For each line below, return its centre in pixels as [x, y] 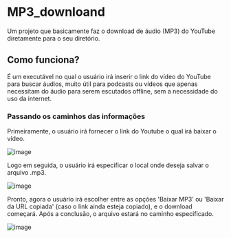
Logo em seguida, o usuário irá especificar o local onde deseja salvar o [108, 165]
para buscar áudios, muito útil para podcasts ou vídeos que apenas [102, 84]
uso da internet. [30, 98]
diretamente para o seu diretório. [54, 38]
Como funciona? [43, 60]
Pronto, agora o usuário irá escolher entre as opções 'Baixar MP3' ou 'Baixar [115, 199]
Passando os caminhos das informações [76, 116]
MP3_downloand [56, 12]
